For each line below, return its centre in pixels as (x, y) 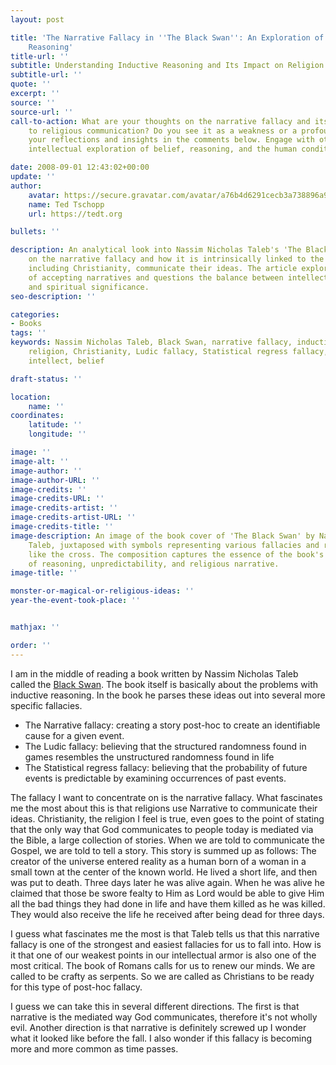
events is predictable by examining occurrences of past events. (155, 778)
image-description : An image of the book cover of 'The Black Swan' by (162, 536)
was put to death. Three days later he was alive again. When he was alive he (168, 882)
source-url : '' (42, 112)
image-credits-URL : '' (57, 499)
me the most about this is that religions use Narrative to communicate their (164, 808)
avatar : (44, 195)
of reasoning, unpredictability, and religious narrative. (154, 564)
